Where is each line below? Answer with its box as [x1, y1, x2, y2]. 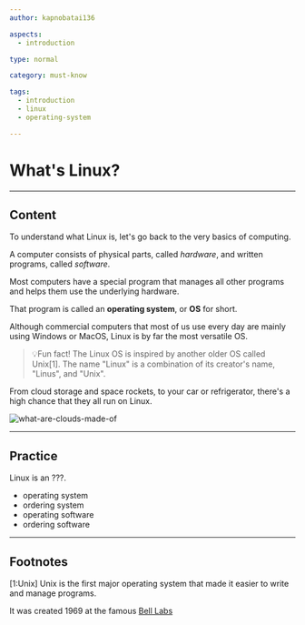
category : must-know [9, 71, 88, 80]
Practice [9, 448, 58, 464]
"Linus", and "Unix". [31, 368, 106, 379]
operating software [22, 509, 94, 520]
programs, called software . [9, 258, 111, 269]
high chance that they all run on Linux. [9, 396, 152, 407]
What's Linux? [9, 160, 121, 180]
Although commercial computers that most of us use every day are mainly [9, 321, 286, 332]
